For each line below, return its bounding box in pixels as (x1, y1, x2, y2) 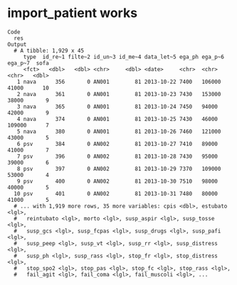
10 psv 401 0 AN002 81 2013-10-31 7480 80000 (14, 190, 218, 197)
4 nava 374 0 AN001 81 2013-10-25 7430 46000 (16, 115, 218, 122)
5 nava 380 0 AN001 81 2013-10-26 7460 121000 (16, 128, 221, 135)
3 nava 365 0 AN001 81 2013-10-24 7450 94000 (16, 103, 218, 110)
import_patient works (7, 5, 137, 21)
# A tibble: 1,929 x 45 (14, 47, 84, 54)
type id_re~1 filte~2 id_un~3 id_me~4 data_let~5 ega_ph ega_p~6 (23, 53, 224, 60)
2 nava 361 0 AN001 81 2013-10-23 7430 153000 (16, 90, 221, 97)
